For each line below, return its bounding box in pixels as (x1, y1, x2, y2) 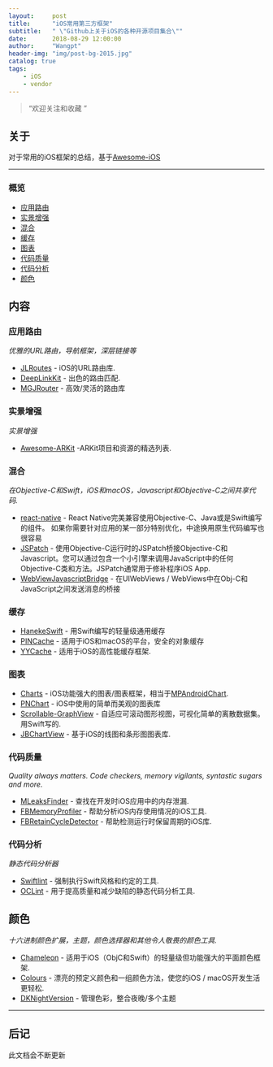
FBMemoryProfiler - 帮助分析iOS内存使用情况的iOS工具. (19, 806, 207, 816)
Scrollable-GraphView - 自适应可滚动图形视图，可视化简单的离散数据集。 (19, 709, 265, 719)
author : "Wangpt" (8, 42, 82, 50)
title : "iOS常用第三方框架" (8, 20, 113, 28)
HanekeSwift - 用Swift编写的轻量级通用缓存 (19, 627, 166, 636)
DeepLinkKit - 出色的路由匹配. (19, 373, 121, 383)
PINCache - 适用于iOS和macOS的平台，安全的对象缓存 (19, 636, 205, 646)
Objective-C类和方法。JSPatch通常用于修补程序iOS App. (19, 563, 211, 573)
